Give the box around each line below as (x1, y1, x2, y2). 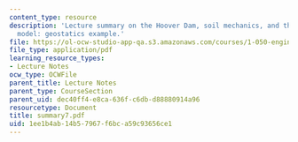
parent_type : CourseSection (9, 86, 114, 95)
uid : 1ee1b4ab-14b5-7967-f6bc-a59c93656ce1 (9, 120, 173, 129)
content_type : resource (9, 12, 98, 22)
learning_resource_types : (9, 54, 105, 63)
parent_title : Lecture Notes (9, 78, 117, 87)
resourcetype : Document (9, 103, 98, 112)
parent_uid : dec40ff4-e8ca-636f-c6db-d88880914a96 (9, 94, 200, 104)
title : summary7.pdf (9, 111, 86, 120)
